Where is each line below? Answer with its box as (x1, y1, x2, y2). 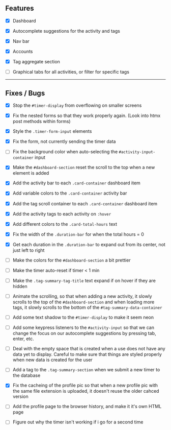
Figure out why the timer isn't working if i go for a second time (12, 419, 144, 425)
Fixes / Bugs (5, 89, 45, 98)
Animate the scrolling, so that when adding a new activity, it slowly (12, 293, 152, 299)
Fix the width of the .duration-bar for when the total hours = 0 (12, 231, 144, 237)
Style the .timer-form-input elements (12, 128, 92, 134)
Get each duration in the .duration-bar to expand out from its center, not (12, 241, 165, 247)
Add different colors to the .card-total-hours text (12, 221, 117, 227)
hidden (12, 283, 28, 289)
